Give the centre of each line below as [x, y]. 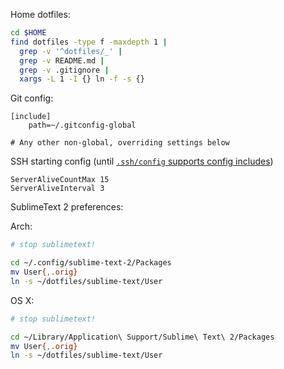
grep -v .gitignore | [64, 70]
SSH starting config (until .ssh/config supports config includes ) [142, 161]
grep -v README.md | [62, 60]
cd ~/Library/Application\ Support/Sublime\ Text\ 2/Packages [142, 337]
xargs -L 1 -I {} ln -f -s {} [82, 79]
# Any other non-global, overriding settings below [120, 143]
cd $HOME [28, 33]
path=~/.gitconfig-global [82, 125]
